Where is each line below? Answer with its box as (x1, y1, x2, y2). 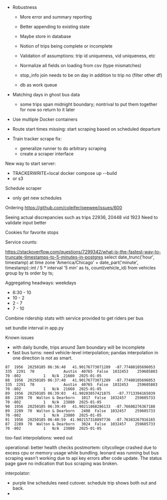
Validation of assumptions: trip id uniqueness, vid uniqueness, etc (19, 53, 155, 59)
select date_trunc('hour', (104, 254, 155, 260)
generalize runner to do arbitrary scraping (19, 145, 106, 151)
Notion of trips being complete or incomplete (19, 43, 112, 49)
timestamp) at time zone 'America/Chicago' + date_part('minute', (5, 260, 138, 265)
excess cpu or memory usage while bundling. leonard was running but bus (5, 450, 159, 455)
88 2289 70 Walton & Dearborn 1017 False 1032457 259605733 (5, 395, 155, 400)
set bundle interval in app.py (5, 325, 64, 331)
